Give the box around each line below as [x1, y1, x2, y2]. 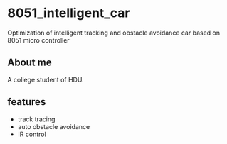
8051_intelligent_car [7, 5, 130, 21]
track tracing [17, 115, 56, 123]
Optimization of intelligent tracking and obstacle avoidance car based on [7, 28, 221, 37]
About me [7, 57, 52, 69]
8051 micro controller [7, 35, 70, 44]
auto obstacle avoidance [17, 122, 90, 131]
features [7, 96, 46, 108]
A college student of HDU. [7, 75, 84, 84]
